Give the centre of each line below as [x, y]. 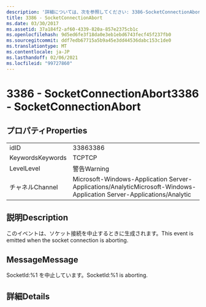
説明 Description [37, 217]
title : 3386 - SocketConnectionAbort [55, 18]
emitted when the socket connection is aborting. [67, 240]
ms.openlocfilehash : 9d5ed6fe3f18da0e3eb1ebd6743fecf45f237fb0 [89, 35]
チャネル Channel [34, 187]
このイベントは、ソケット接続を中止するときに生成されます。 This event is [100, 233]
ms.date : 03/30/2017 [33, 23]
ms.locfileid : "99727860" [39, 63]
